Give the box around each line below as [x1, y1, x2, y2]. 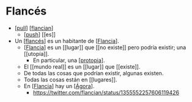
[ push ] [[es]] [23, 30, 56, 38]
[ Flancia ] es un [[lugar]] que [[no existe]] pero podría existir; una [23, 44, 186, 51]
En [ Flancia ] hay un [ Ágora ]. [23, 82, 95, 89]
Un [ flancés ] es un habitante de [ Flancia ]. [14, 37, 120, 44]
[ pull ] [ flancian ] [14, 24, 54, 32]
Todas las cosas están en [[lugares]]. [23, 76, 117, 83]
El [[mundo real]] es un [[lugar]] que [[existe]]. [23, 63, 141, 70]
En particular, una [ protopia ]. [32, 56, 105, 64]
